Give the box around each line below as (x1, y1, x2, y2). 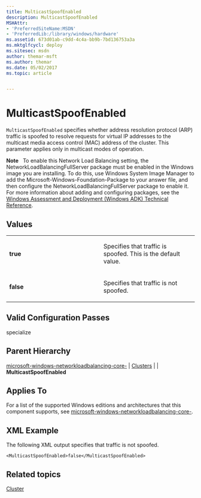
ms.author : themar (6, 59, 52, 65)
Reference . (6, 202, 33, 209)
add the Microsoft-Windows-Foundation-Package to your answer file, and (6, 176, 188, 184)
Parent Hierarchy (6, 346, 71, 356)
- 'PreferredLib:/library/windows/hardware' (6, 31, 119, 37)
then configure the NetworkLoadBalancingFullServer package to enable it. (6, 182, 189, 190)
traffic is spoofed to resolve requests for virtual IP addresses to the (6, 133, 172, 140)
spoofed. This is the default (103, 250, 181, 258)
